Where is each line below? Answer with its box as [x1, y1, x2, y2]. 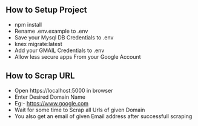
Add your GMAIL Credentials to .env [14, 47, 105, 54]
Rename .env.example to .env [14, 27, 88, 35]
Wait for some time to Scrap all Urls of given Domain [14, 106, 145, 113]
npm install [14, 21, 42, 28]
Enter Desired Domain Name [14, 93, 86, 101]
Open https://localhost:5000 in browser [14, 87, 113, 94]
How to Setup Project [5, 5, 87, 15]
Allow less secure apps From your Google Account [14, 53, 141, 60]
